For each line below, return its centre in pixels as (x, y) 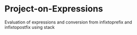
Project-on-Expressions (54, 9)
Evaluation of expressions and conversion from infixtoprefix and (68, 22)
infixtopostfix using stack (30, 27)
